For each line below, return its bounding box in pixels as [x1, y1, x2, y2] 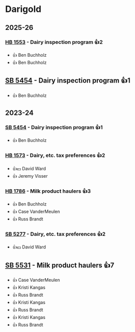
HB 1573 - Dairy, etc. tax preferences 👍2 [5, 152, 106, 159]
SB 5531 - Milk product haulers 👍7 [5, 261, 115, 269]
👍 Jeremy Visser [12, 173, 48, 179]
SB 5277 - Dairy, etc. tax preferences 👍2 [5, 230, 106, 237]
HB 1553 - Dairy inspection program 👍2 [5, 38, 103, 45]
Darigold [5, 3, 41, 15]
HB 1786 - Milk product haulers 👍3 [5, 188, 91, 195]
